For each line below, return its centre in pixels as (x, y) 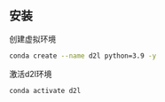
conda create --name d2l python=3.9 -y (83, 56)
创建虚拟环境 (32, 39)
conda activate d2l (45, 90)
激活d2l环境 (31, 74)
